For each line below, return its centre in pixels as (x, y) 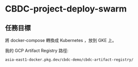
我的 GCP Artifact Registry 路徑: (37, 51)
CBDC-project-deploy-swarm (66, 9)
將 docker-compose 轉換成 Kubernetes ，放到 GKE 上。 (61, 40)
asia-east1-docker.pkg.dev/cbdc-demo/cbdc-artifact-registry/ (69, 60)
